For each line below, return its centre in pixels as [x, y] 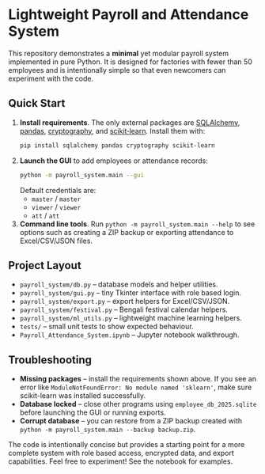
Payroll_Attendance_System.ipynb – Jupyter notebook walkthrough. [129, 335]
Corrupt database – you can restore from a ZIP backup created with [131, 421]
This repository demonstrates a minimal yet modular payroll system [119, 53]
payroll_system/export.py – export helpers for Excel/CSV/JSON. [125, 301]
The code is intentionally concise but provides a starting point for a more [127, 445]
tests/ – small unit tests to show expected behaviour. [106, 327]
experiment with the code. [51, 78]
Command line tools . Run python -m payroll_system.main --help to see [137, 224]
